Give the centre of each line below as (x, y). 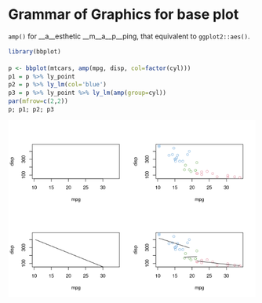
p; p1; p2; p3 (31, 110)
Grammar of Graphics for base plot (124, 15)
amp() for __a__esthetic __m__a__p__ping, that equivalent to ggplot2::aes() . (129, 36)
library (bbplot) (35, 51)
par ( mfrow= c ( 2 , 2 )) (38, 101)
